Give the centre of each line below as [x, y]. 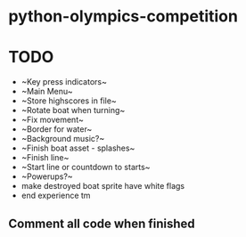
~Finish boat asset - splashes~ [78, 148]
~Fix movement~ [52, 120]
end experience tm [56, 196]
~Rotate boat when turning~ [73, 110]
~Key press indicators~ [64, 82]
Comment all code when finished [102, 223]
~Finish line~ [45, 158]
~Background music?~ [63, 139]
